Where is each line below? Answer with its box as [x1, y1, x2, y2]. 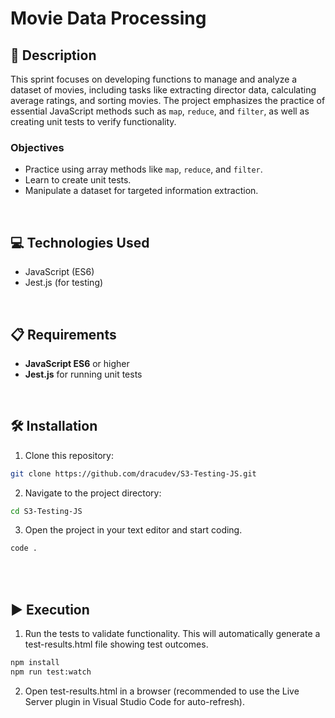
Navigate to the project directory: [24, 487, 162, 499]
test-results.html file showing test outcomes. [24, 638, 209, 651]
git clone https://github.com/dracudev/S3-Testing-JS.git [10, 468, 257, 479]
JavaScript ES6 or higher [24, 357, 130, 369]
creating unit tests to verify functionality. [10, 116, 177, 127]
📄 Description [10, 47, 97, 64]
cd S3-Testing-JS [10, 506, 83, 516]
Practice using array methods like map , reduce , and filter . [24, 163, 263, 176]
